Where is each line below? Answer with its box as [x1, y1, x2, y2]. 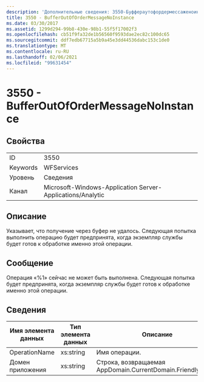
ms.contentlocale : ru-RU [6, 49, 69, 55]
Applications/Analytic [43, 190, 105, 199]
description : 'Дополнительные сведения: [6, 9, 110, 15]
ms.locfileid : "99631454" [6, 60, 72, 66]
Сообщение [6, 258, 53, 268]
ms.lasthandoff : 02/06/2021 [6, 54, 78, 60]
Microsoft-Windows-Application [43, 183, 138, 192]
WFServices [43, 163, 79, 172]
